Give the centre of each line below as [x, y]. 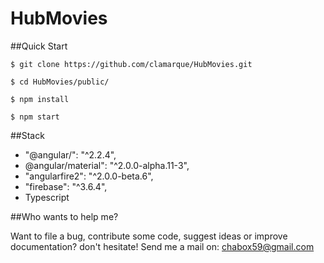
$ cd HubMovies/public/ [60, 82]
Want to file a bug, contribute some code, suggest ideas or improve [149, 236]
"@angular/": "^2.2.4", [70, 154]
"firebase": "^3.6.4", [66, 186]
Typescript [47, 197]
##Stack [27, 135]
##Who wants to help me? [64, 216]
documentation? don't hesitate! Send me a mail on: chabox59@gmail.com [162, 246]
